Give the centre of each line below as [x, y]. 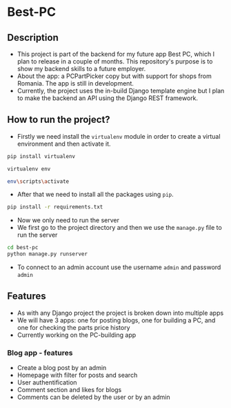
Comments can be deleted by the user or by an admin [93, 397]
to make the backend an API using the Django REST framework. [108, 98]
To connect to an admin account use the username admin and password [119, 267]
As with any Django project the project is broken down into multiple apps [120, 313]
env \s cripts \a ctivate [38, 181]
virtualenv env [29, 169]
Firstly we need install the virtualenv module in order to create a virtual [119, 136]
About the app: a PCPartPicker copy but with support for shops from [114, 76]
